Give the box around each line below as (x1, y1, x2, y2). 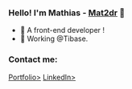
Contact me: (8, 54, 58, 65)
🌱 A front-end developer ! (19, 26, 105, 35)
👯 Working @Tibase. (19, 34, 89, 43)
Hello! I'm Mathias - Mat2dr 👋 (8, 7, 126, 18)
